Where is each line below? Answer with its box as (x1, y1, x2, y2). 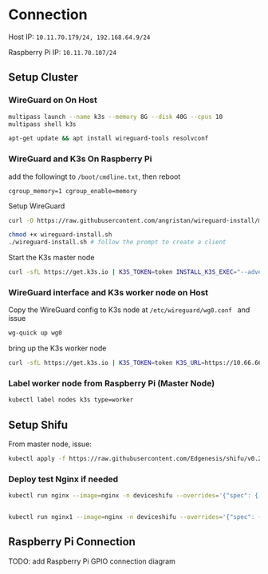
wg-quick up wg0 (8, 329, 62, 337)
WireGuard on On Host (8, 94, 97, 105)
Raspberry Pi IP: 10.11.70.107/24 (8, 47, 117, 57)
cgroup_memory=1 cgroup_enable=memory (8, 187, 137, 195)
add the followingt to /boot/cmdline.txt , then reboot (8, 172, 181, 181)
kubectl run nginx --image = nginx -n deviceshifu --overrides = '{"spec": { (8, 492, 259, 500)
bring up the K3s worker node (8, 343, 107, 353)
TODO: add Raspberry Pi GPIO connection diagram (8, 556, 175, 566)
